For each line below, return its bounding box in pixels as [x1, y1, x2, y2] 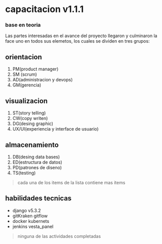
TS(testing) [12, 170, 36, 176]
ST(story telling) [12, 110, 46, 116]
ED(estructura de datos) [12, 159, 63, 165]
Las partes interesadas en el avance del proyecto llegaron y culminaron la [5, 33, 157, 39]
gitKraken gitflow [12, 212, 48, 219]
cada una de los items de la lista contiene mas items [17, 179, 125, 185]
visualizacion [5, 96, 48, 105]
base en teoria [5, 22, 41, 29]
